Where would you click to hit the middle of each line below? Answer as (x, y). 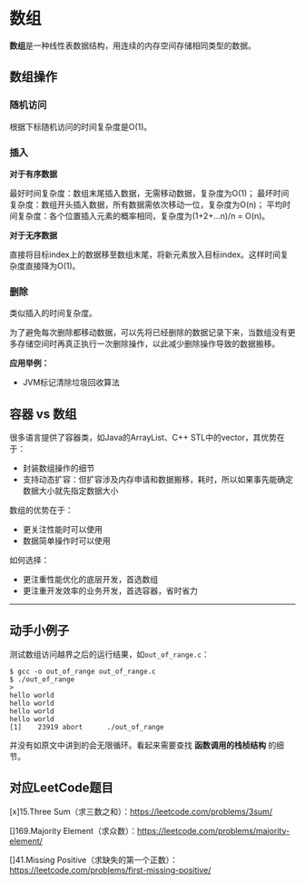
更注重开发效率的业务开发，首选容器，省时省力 (110, 591)
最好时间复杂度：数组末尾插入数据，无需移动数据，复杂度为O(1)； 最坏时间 (149, 193)
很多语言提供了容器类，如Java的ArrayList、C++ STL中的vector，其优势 (143, 438)
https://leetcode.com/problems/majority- (213, 830)
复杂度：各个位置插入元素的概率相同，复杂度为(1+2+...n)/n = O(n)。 (143, 215)
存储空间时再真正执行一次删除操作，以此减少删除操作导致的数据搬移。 (148, 344)
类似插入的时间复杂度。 (53, 313)
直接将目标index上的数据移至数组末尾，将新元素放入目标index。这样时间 (145, 254)
